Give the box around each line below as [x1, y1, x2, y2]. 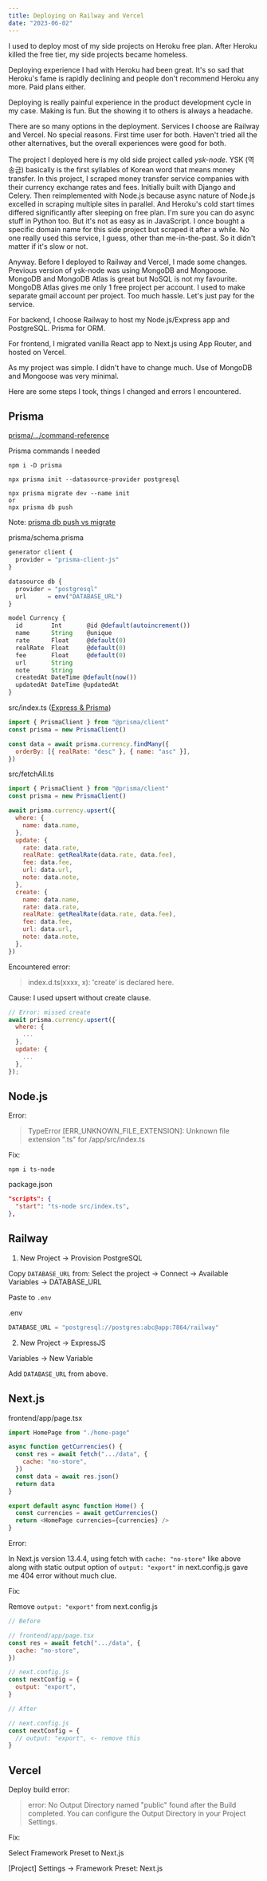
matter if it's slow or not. [8, 241, 88, 251]
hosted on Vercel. [8, 347, 66, 357]
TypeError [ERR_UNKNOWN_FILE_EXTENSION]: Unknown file [27, 1126, 230, 1136]
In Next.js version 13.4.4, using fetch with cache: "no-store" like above [8, 1554, 241, 1564]
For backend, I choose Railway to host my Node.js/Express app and [8, 314, 230, 324]
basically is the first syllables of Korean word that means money [25, 164, 235, 174]
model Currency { [8, 614, 66, 622]
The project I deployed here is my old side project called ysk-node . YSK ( [8, 155, 249, 164]
